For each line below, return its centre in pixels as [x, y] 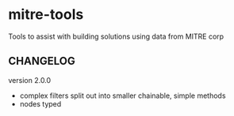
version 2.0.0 [30, 80]
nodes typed [40, 103]
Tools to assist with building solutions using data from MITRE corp [116, 36]
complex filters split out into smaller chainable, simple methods [123, 95]
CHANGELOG [42, 61]
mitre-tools [46, 15]
